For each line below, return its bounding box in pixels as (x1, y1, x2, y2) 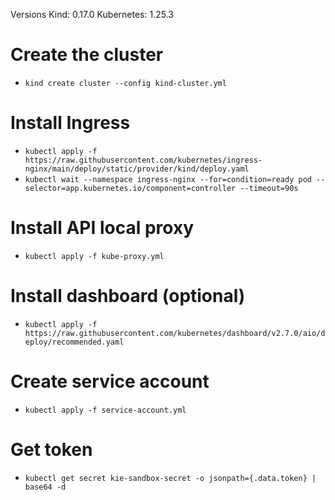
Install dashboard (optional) (10, 285, 246, 307)
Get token (10, 438, 93, 461)
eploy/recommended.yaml (24, 337, 125, 347)
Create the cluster (10, 44, 164, 66)
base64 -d (24, 482, 67, 492)
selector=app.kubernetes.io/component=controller (24, 183, 237, 193)
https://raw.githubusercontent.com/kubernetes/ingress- (24, 155, 263, 165)
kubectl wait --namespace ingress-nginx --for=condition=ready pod (24, 174, 312, 184)
